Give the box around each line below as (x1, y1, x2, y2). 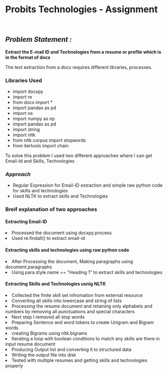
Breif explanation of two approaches (5, 206, 98, 213)
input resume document (5, 341, 55, 347)
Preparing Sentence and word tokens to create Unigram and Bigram (12, 319, 154, 325)
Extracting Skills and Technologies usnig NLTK (5, 281, 106, 287)
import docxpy (12, 88, 43, 95)
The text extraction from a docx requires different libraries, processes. (5, 64, 153, 70)
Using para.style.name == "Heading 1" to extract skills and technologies (12, 269, 163, 275)
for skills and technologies (12, 188, 68, 194)
